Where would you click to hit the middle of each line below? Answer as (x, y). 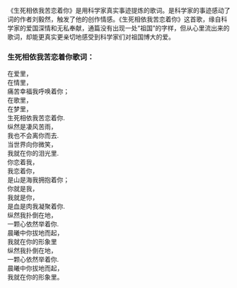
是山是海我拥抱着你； (38, 180)
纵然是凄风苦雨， (32, 127)
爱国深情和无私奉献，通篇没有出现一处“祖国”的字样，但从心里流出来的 (128, 28)
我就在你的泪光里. (33, 154)
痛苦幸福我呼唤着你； (38, 91)
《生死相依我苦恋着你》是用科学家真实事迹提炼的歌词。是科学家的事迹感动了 (119, 10)
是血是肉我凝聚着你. (36, 207)
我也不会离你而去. (33, 136)
